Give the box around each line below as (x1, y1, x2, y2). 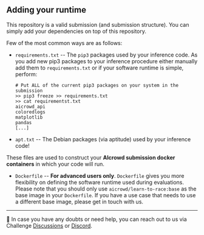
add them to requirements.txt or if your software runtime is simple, (15, 64, 184, 71)
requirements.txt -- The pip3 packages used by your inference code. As (15, 51, 198, 58)
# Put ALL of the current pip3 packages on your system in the (15, 82, 179, 88)
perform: (15, 70, 38, 78)
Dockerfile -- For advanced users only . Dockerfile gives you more (15, 172, 185, 179)
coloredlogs (15, 109, 46, 115)
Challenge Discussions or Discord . (6, 222, 93, 229)
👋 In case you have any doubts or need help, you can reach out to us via (6, 216, 187, 223)
